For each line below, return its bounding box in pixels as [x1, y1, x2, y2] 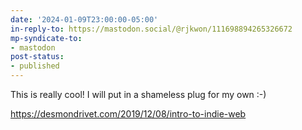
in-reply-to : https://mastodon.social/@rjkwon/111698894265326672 [10, 24, 293, 34]
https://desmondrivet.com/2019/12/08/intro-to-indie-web [10, 108, 247, 120]
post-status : [10, 52, 65, 62]
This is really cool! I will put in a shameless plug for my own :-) [10, 89, 267, 100]
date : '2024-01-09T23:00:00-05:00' [10, 14, 159, 25]
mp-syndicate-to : [10, 33, 83, 43]
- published [10, 61, 60, 71]
